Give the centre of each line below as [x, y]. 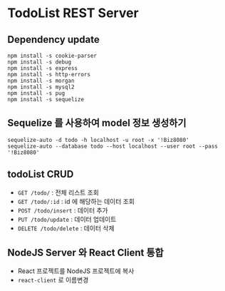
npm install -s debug [40, 62]
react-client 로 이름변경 [53, 280]
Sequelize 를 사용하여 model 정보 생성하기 [97, 123]
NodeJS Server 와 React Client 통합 [85, 253]
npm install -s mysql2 [41, 87]
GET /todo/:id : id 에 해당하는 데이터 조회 [76, 201]
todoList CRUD [41, 174]
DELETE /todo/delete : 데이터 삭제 [66, 228]
